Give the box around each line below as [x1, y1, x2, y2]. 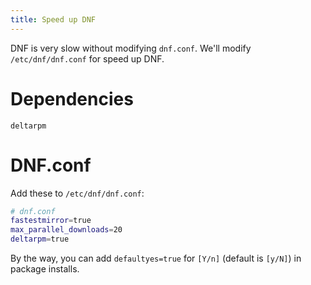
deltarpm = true [10, 234, 70, 245]
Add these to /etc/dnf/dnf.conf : [10, 187, 145, 199]
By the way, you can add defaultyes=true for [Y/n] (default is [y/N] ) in [10, 252, 302, 264]
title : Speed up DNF [10, 14, 97, 25]
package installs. [10, 263, 80, 275]
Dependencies [10, 87, 134, 110]
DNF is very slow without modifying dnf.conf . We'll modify [10, 42, 252, 54]
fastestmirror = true [10, 216, 92, 226]
